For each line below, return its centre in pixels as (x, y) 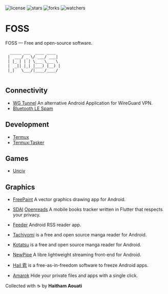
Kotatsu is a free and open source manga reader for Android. (77, 245)
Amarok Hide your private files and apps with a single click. (75, 275)
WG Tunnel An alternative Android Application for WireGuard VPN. (82, 103)
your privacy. (27, 215)
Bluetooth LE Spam (33, 108)
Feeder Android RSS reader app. (47, 225)
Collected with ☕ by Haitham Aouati (44, 286)
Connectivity (26, 91)
